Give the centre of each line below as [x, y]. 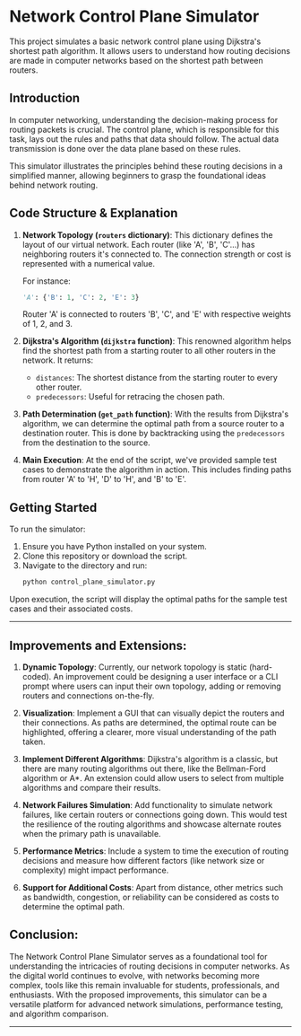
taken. [34, 742]
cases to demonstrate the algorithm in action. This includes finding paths [157, 470]
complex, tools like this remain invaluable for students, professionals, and [145, 985]
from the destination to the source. [86, 443]
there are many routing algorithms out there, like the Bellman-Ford [144, 768]
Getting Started [53, 508]
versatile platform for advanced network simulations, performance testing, [146, 1004]
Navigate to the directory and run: [85, 566]
